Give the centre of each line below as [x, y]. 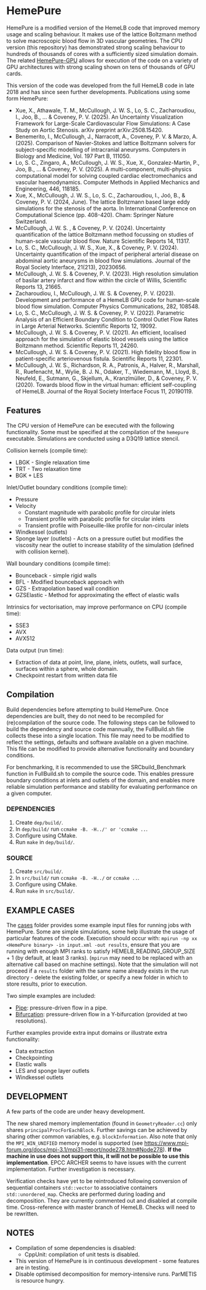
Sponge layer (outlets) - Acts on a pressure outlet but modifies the [99, 538]
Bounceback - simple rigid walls [56, 575]
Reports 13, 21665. [39, 287]
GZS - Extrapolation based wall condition [67, 588]
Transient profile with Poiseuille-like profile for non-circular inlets [107, 525]
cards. [14, 73]
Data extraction [35, 1051]
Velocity [26, 505]
